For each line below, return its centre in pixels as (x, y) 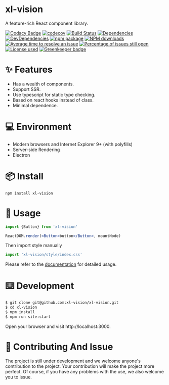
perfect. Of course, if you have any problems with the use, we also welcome (85, 371)
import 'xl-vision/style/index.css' (44, 255)
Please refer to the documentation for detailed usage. (61, 264)
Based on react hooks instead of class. (53, 100)
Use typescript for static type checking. (54, 94)
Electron (21, 155)
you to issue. (18, 377)
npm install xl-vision (29, 193)
